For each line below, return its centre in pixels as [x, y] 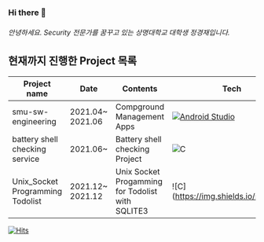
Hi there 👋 [27, 13]
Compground [140, 107]
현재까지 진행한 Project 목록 [73, 61]
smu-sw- [31, 112]
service [26, 159]
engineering [34, 121]
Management [140, 116]
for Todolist [136, 191]
